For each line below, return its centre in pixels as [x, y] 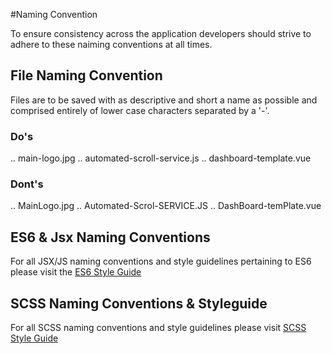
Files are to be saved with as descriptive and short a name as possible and [164, 100]
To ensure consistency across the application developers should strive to [161, 33]
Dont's [27, 184]
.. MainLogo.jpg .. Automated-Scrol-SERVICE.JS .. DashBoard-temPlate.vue [166, 206]
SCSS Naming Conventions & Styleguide [139, 303]
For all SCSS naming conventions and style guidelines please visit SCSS [158, 328]
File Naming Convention [86, 75]
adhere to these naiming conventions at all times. [111, 44]
